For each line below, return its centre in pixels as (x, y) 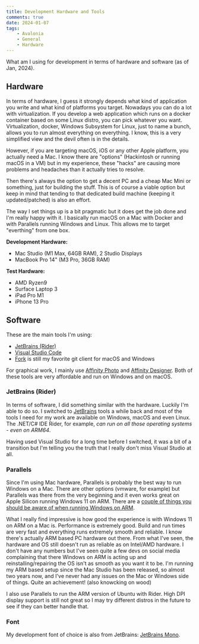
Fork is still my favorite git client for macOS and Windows (85, 359)
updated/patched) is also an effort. (49, 200)
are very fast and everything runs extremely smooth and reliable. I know (94, 532)
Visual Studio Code (38, 352)
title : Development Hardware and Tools (56, 12)
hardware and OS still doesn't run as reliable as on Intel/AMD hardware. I (95, 545)
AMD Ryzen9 (31, 282)
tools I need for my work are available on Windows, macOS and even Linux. (99, 417)
